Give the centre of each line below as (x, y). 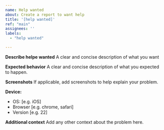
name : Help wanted (24, 10)
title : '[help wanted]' (30, 19)
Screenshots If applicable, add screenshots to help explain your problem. (82, 82)
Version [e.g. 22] (30, 112)
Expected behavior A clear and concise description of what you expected (82, 67)
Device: (13, 92)
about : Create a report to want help (45, 15)
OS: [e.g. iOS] (27, 101)
